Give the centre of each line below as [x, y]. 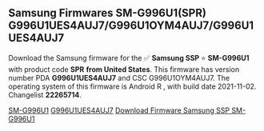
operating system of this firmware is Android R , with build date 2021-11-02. [132, 86]
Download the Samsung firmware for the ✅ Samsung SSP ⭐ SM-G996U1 [129, 58]
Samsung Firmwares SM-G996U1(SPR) [107, 13]
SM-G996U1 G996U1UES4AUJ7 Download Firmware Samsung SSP [119, 110]
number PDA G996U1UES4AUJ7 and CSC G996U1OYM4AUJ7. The [119, 77]
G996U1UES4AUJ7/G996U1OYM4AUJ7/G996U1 [131, 26]
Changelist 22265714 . [45, 94]
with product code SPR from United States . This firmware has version [124, 69]
